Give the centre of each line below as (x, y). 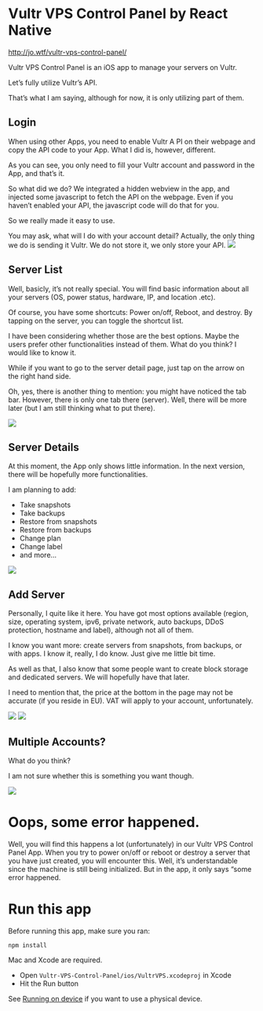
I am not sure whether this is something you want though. (101, 776)
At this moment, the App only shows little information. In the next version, (127, 466)
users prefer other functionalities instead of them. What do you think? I (122, 344)
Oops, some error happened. (104, 822)
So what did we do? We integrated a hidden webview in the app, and (119, 189)
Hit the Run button (49, 984)
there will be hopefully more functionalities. (78, 474)
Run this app (50, 909)
